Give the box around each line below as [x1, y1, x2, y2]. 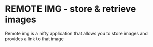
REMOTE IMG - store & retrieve [5, 3, 136, 15]
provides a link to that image [5, 36, 64, 42]
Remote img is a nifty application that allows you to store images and [5, 30, 148, 36]
